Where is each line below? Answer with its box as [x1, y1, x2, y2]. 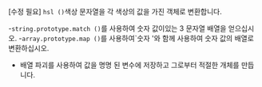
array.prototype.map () [22, 35, 101, 43]
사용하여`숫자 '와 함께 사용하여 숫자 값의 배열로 [109, 34, 254, 43]
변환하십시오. [8, 43, 50, 53]
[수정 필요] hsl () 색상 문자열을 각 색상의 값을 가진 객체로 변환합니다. [8, 7, 222, 16]
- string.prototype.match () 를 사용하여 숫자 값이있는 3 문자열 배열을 [8, 24, 227, 33]
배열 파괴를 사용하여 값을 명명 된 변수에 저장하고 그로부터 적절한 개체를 [19, 60, 240, 70]
